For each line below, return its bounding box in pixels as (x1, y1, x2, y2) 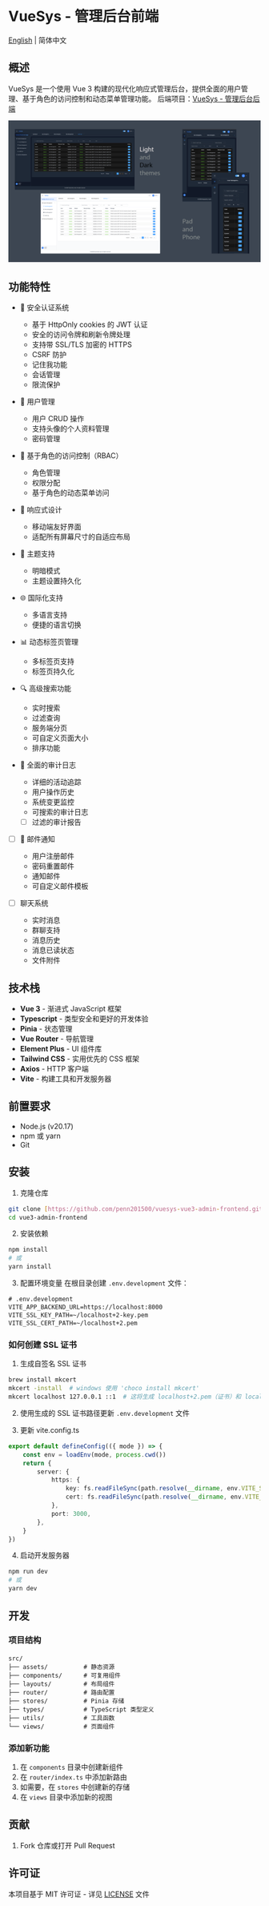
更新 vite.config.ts (19, 1425, 80, 1434)
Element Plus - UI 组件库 (19, 1044, 102, 1054)
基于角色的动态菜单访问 (31, 488, 110, 497)
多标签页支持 (31, 657, 74, 666)
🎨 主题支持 (19, 549, 55, 559)
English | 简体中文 (8, 35, 67, 45)
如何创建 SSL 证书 (8, 1339, 78, 1350)
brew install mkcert (8, 1376, 78, 1384)
